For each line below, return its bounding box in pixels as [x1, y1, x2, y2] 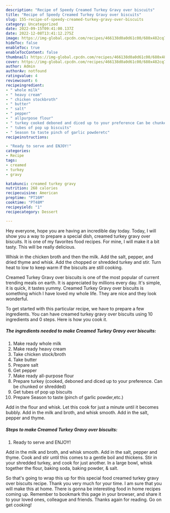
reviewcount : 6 [6, 78, 38, 83]
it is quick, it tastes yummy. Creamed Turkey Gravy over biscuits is [6, 285, 144, 291]
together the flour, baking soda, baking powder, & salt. [6, 465, 119, 471]
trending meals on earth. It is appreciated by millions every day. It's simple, [6, 280, 161, 286]
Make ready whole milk [13, 340, 62, 347]
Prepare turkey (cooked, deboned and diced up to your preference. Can [13, 378, 163, 384]
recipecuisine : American [6, 190, 58, 195]
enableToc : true [6, 45, 40, 50]
